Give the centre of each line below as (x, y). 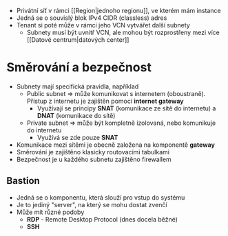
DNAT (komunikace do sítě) (76, 115)
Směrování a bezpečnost (79, 68)
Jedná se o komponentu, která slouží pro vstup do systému (101, 197)
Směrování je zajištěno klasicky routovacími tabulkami (93, 152)
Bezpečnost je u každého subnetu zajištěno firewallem (94, 159)
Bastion (23, 181)
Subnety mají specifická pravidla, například (77, 86)
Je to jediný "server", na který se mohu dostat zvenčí (92, 204)
